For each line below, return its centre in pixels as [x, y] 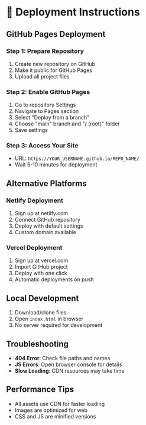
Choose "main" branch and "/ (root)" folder [67, 124]
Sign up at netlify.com [41, 213]
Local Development [43, 298]
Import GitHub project [41, 267]
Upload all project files [42, 76]
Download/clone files [40, 313]
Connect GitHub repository [48, 220]
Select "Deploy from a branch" [52, 118]
